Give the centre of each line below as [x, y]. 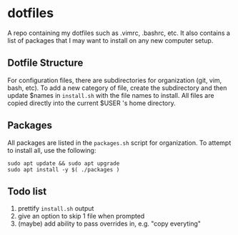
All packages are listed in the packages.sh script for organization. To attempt [119, 142]
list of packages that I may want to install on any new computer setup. [110, 40]
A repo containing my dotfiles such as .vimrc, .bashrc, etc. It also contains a [119, 33]
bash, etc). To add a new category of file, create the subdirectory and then [117, 88]
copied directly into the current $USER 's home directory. [92, 103]
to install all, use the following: [52, 150]
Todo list [27, 191]
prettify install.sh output [56, 209]
